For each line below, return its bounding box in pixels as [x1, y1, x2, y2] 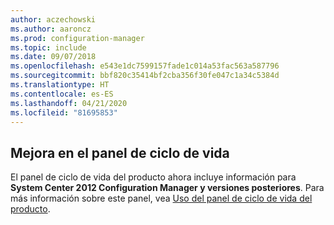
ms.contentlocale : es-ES [10, 89, 114, 99]
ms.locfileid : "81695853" [10, 107, 118, 118]
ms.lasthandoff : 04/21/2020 [10, 98, 128, 108]
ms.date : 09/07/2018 [10, 52, 97, 62]
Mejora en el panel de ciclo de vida [10, 144, 230, 161]
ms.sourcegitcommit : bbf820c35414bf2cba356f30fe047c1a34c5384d [10, 71, 280, 81]
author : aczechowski [10, 14, 97, 25]
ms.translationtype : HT [10, 80, 110, 90]
